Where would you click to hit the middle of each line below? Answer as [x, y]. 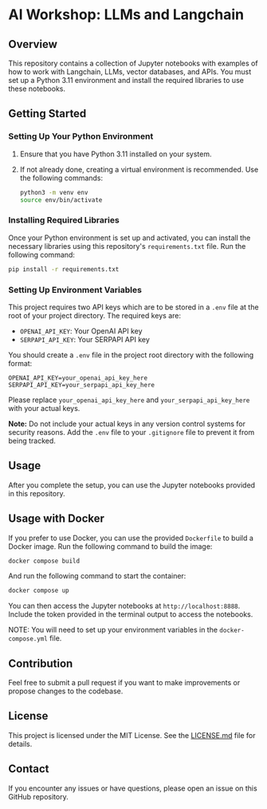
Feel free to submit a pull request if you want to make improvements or [124, 683]
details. [20, 744]
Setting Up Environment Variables [75, 290]
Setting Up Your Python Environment [81, 136]
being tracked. [32, 440]
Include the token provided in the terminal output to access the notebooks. [131, 614]
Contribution [41, 663]
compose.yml [28, 639]
